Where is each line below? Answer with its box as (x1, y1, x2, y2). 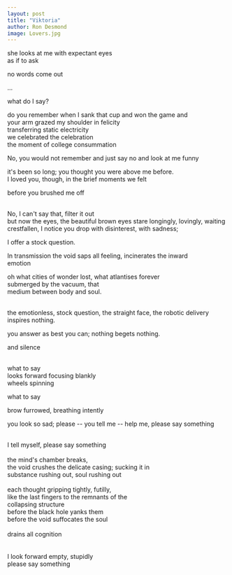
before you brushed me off (7, 188, 85, 197)
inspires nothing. (7, 316, 56, 324)
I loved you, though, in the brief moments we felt (7, 175, 147, 183)
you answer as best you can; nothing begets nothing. (7, 330, 161, 338)
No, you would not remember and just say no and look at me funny (7, 154, 199, 162)
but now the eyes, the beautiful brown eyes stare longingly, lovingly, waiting (7, 217, 226, 226)
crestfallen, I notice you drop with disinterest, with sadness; (7, 225, 179, 233)
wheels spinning (7, 379, 55, 387)
